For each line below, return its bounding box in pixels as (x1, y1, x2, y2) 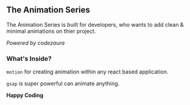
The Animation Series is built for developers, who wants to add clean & (6, 21, 184, 28)
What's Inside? (6, 54, 52, 63)
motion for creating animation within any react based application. (6, 68, 169, 75)
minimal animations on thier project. (6, 27, 96, 35)
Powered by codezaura (6, 39, 65, 46)
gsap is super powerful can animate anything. (6, 80, 120, 87)
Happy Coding (6, 92, 44, 99)
